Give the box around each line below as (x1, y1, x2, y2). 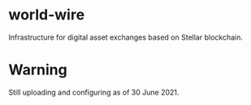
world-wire (8, 6, 85, 24)
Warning (8, 61, 67, 79)
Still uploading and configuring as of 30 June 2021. (8, 87, 180, 97)
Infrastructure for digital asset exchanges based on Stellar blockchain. (8, 32, 244, 42)
